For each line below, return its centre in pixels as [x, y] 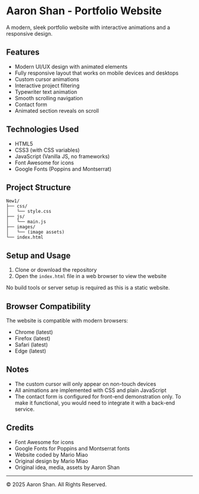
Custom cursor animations [47, 79]
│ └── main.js [26, 222]
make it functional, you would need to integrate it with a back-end [95, 403]
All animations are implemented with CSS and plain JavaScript [91, 390]
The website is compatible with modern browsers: [67, 321]
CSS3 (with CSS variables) [47, 150]
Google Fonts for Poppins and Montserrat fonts [72, 448]
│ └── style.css [29, 212]
